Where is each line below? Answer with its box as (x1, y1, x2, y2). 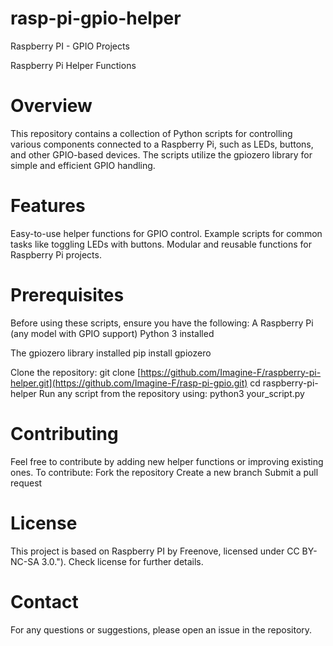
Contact (10, 590, 79, 613)
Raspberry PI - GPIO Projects (10, 40, 130, 52)
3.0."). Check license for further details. (41, 555, 204, 567)
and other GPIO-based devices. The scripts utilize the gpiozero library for (10, 148, 313, 161)
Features (10, 195, 86, 217)
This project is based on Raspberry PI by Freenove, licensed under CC (10, 545, 300, 557)
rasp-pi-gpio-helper (10, 7, 182, 30)
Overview (10, 95, 93, 117)
